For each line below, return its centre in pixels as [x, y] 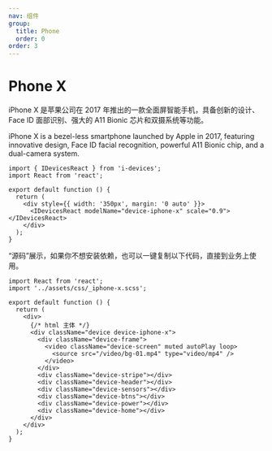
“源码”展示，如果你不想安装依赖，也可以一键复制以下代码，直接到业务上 [129, 256]
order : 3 [23, 46]
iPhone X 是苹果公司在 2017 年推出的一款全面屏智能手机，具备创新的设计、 [134, 110]
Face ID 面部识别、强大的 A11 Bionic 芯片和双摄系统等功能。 [108, 120]
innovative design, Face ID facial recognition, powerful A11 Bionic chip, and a [136, 145]
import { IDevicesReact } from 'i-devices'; [85, 169]
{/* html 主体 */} [60, 326]
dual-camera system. [44, 154]
